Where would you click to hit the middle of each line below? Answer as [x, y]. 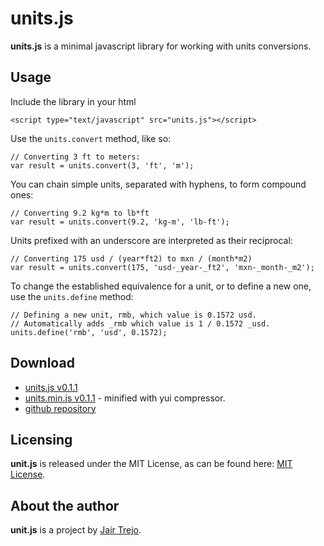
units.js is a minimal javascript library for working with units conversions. [161, 46]
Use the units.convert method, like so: [91, 138]
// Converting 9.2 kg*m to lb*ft [80, 213]
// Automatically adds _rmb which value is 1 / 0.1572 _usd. [140, 323]
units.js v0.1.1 [51, 387]
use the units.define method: [72, 296]
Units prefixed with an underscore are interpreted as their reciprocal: [151, 240]
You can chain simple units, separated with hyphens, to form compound [158, 184]
